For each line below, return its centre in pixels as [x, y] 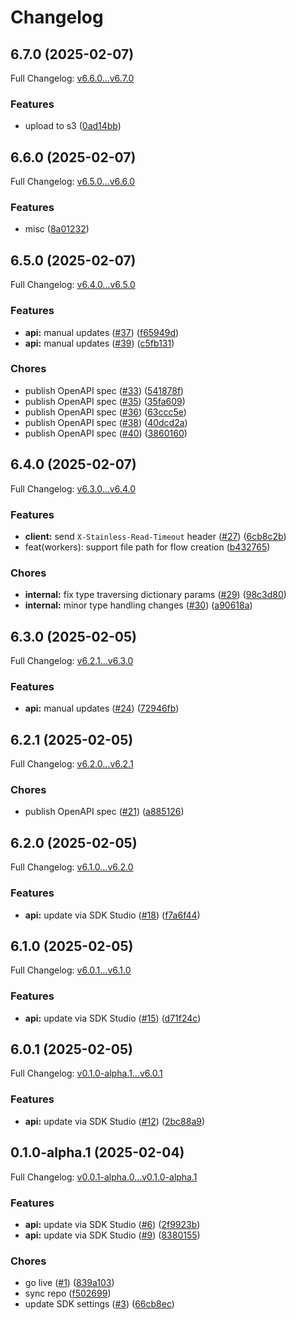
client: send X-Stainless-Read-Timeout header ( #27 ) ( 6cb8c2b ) [155, 536]
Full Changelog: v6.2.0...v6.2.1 [72, 764]
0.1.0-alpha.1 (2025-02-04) [97, 1152]
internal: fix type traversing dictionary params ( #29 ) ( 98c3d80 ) [155, 595]
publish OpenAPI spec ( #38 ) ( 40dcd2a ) [106, 422]
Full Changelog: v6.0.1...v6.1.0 [71, 970]
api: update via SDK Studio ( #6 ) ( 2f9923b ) [112, 1224]
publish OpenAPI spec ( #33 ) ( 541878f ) [104, 390]
